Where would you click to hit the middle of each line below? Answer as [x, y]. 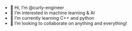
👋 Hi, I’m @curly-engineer [37, 8]
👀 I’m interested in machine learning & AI [52, 13]
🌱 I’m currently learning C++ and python [52, 18]
